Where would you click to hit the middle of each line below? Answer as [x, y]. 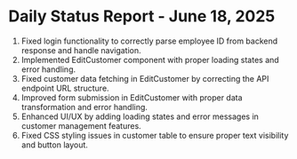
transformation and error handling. [84, 107]
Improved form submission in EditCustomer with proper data [132, 97]
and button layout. [54, 145]
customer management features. [81, 125]
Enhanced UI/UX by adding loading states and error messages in [140, 116]
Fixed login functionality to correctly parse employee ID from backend [149, 41]
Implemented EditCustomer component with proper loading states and [150, 60]
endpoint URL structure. [65, 88]
